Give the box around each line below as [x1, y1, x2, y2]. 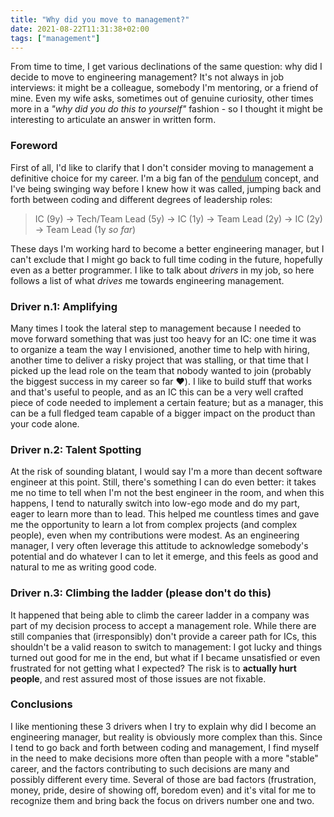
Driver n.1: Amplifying [10, 299, 118, 313]
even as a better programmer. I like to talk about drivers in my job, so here [10, 264, 315, 276]
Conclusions [10, 697, 73, 711]
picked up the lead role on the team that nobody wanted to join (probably [10, 364, 312, 376]
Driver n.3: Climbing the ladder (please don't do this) [10, 586, 272, 600]
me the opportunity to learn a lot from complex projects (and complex [10, 519, 298, 531]
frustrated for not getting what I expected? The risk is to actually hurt [10, 662, 297, 674]
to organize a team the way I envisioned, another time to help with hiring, [10, 343, 310, 355]
